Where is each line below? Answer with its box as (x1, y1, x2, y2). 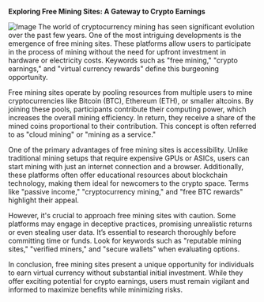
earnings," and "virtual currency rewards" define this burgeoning (8, 64, 220, 74)
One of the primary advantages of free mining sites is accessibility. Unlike (8, 145, 248, 154)
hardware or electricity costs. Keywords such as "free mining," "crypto (8, 55, 239, 65)
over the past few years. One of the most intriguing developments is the (8, 31, 242, 40)
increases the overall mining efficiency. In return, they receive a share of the (8, 113, 256, 122)
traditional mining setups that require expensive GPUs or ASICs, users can (8, 153, 251, 163)
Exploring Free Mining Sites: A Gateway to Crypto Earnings (8, 7, 206, 16)
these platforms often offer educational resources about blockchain (8, 170, 228, 179)
